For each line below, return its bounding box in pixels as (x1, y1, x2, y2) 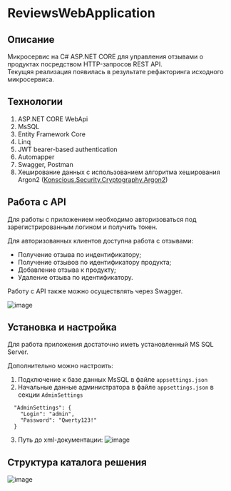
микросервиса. (7, 75, 55, 83)
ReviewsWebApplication (7, 5, 155, 21)
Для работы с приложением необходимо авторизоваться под (7, 215, 197, 223)
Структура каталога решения (7, 456, 148, 468)
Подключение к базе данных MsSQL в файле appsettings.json (17, 375, 208, 384)
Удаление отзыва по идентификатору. (17, 273, 133, 281)
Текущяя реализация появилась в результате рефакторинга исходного (7, 68, 224, 76)
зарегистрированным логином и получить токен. (7, 223, 158, 231)
